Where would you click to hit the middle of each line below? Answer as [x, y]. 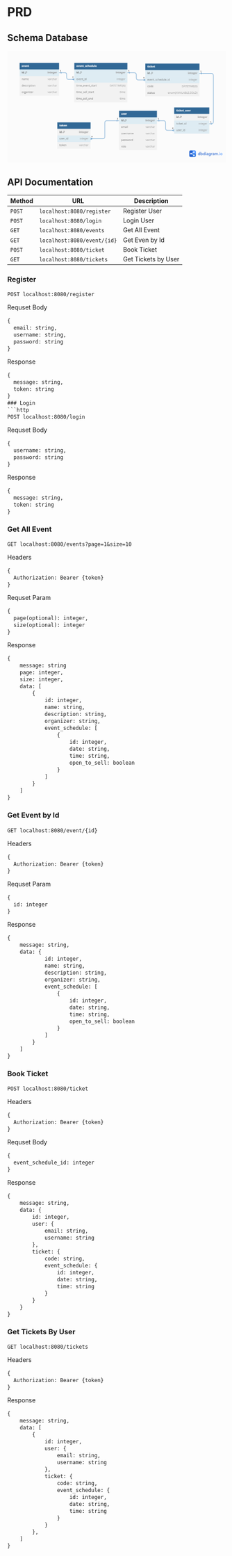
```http [18, 410]
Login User [139, 220]
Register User [142, 211]
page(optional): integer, [51, 618]
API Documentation [50, 182]
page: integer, [42, 673]
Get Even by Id [144, 240]
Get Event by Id [33, 816]
